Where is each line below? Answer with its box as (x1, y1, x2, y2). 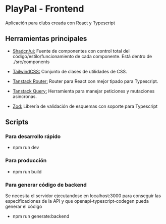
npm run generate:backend (12, 213, 70, 219)
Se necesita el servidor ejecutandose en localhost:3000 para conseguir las (5, 193, 161, 199)
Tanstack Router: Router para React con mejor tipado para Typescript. (12, 78, 158, 84)
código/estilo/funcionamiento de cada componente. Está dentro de (12, 53, 152, 59)
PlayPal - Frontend (5, 3, 84, 15)
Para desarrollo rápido (5, 133, 61, 140)
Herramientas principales (5, 34, 87, 43)
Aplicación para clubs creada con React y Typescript (5, 20, 115, 26)
